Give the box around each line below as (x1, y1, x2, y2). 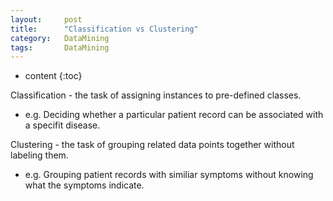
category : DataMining (10, 33, 110, 43)
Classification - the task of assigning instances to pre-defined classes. (10, 89, 302, 101)
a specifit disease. (24, 119, 101, 131)
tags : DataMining (10, 42, 110, 53)
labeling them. (10, 149, 69, 161)
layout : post (10, 14, 83, 25)
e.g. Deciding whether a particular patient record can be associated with (24, 109, 324, 121)
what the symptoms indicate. (24, 179, 145, 191)
